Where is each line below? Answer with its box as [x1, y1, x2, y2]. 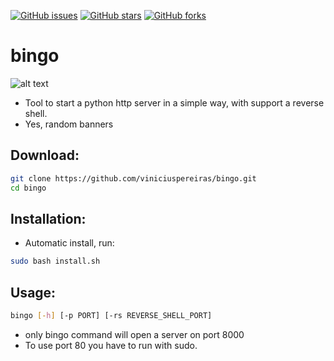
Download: [10, 147, 80, 164]
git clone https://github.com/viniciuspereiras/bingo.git [10, 173, 257, 184]
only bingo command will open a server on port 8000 [24, 328, 245, 340]
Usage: [10, 284, 57, 301]
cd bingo [10, 183, 47, 193]
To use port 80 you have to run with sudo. [24, 339, 198, 351]
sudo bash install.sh [10, 256, 101, 267]
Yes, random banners [24, 118, 114, 130]
